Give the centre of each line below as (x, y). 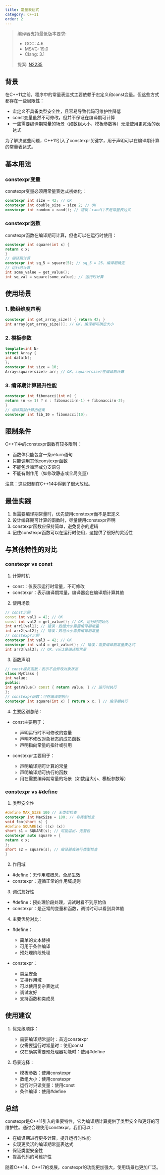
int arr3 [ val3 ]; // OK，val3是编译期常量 (46, 649)
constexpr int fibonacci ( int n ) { (41, 396)
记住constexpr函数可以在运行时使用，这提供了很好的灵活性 (72, 533)
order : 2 (14, 19)
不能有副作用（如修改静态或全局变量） (51, 473)
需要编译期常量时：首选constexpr (54, 1039)
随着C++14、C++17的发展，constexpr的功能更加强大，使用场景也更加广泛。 (83, 1167)
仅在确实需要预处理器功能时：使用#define (62, 1051)
